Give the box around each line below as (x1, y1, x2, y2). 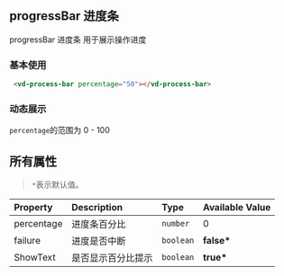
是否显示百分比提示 (71, 252, 153, 264)
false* (202, 235, 232, 247)
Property (14, 201, 53, 214)
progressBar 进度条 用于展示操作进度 (9, 34, 147, 45)
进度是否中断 (71, 235, 126, 247)
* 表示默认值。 (31, 179, 84, 191)
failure (14, 235, 41, 247)
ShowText (14, 251, 56, 263)
